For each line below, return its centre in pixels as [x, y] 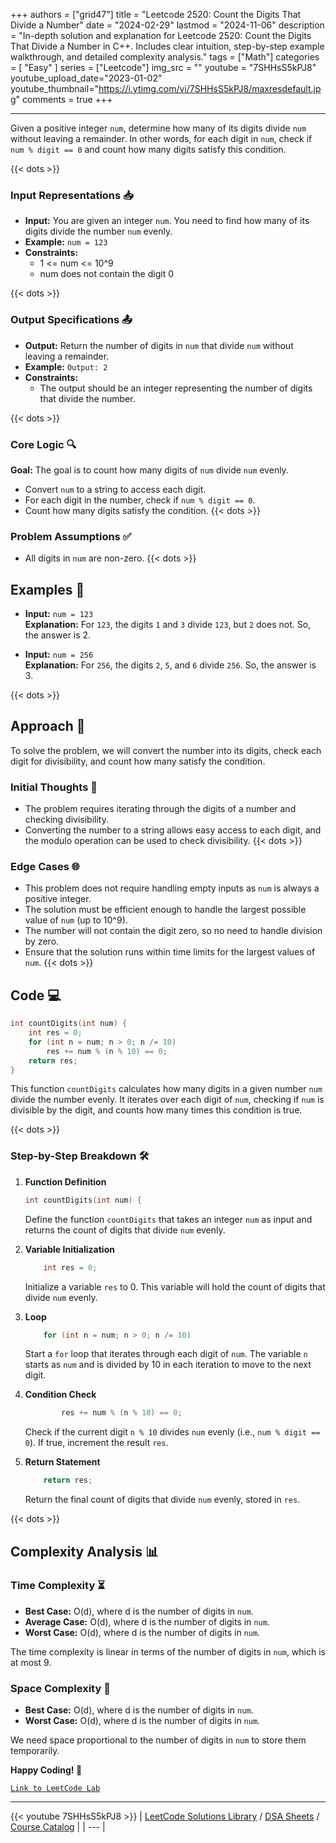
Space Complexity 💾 [60, 1688]
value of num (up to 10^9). [76, 920]
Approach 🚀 [48, 726]
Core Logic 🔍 [43, 444]
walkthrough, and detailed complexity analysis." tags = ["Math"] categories [165, 57]
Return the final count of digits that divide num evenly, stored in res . [162, 1500]
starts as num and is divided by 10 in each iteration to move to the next [168, 1365]
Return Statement [62, 1462]
